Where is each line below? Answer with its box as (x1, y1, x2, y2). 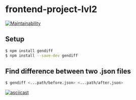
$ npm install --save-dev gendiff (5, 53, 78, 58)
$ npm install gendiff (5, 48, 53, 54)
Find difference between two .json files (5, 67, 131, 75)
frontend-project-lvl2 (5, 4, 98, 15)
